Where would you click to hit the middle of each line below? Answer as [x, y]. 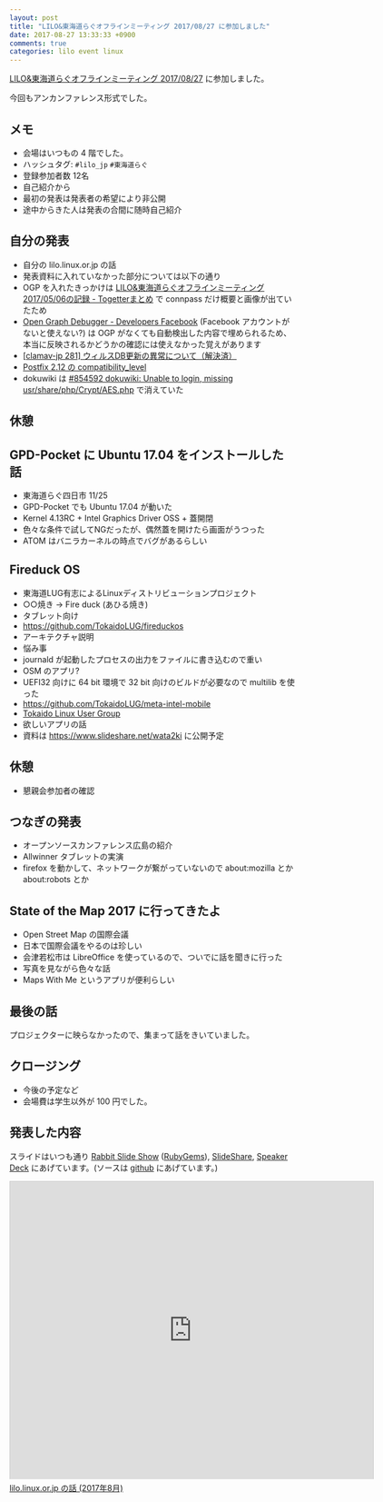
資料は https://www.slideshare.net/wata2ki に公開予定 [123, 735]
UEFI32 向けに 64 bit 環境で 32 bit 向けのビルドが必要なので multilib [149, 681]
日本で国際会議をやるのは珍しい [82, 946]
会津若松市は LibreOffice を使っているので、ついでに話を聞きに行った [152, 957]
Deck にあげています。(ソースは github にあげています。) [114, 1168]
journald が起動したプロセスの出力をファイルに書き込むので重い [142, 659]
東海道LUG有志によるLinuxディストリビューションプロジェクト [139, 592]
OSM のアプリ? [51, 671]
